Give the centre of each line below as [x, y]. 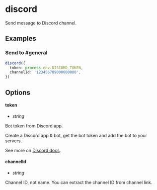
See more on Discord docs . [33, 150]
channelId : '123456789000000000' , [45, 72]
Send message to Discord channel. [41, 23]
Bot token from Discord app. [34, 126]
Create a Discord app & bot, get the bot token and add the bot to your [76, 135]
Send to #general [26, 53]
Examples [21, 39]
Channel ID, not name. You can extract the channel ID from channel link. [79, 182]
